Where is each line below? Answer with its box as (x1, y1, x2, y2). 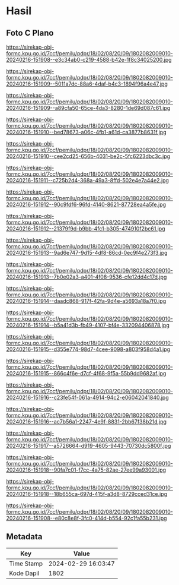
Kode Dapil (9, 569, 40, 577)
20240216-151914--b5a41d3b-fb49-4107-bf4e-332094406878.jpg (6, 322, 170, 328)
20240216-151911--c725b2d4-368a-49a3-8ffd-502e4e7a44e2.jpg (6, 177, 169, 184)
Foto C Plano (6, 28, 54, 38)
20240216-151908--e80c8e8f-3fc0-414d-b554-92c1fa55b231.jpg (6, 515, 167, 521)
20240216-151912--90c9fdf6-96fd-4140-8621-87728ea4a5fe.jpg (6, 201, 167, 208)
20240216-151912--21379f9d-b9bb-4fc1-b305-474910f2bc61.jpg (6, 225, 165, 232)
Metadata (6, 532, 43, 542)
